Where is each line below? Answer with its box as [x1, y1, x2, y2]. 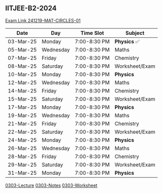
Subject [125, 29, 145, 36]
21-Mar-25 [8, 120, 37, 127]
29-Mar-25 [8, 161, 37, 168]
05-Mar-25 [8, 46, 37, 53]
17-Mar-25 [8, 104, 37, 111]
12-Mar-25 [8, 79, 37, 86]
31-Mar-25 [8, 169, 37, 176]
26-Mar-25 [8, 144, 37, 152]
